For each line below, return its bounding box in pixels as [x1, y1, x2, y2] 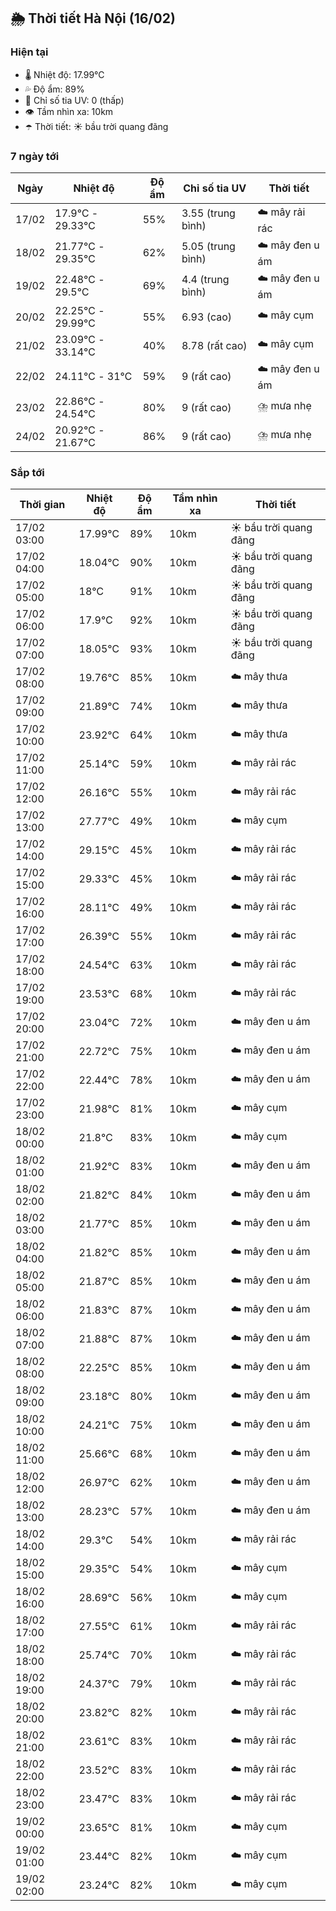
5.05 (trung [181, 240, 236, 254]
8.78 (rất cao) [181, 338, 248, 352]
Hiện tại [10, 45, 49, 59]
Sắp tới [10, 465, 45, 479]
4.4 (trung [181, 273, 230, 287]
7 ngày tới [10, 149, 60, 163]
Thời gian [19, 498, 66, 512]
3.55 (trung [181, 206, 236, 220]
